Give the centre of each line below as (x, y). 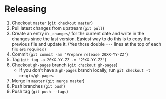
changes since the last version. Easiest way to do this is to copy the (81, 39)
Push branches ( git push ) (38, 86)
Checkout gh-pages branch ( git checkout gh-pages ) (65, 65)
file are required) (29, 49)
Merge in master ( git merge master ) (48, 81)
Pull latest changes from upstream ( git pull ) (58, 28)
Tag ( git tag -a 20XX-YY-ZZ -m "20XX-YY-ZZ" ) (59, 59)
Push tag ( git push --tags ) (40, 91)
